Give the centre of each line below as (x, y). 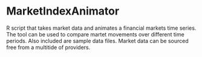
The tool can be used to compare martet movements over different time (95, 34)
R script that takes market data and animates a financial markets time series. (101, 28)
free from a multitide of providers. (48, 47)
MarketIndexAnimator (63, 11)
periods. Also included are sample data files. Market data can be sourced (97, 41)
